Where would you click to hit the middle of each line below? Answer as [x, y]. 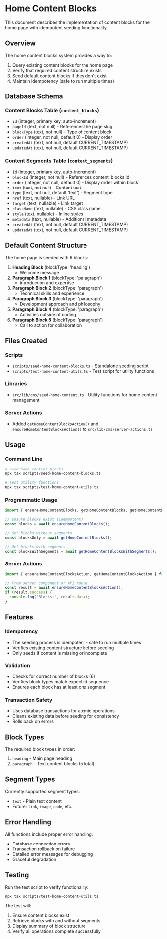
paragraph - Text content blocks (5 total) [53, 764]
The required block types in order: [40, 749]
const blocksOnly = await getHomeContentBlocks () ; [59, 538]
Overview [21, 44]
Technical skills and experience [52, 293]
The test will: [18, 906]
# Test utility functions [32, 483]
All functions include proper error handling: [49, 834]
